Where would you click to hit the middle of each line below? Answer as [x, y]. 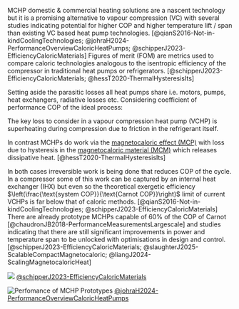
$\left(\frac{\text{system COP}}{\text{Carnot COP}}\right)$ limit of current [116, 194]
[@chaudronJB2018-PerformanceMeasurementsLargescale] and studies [114, 224]
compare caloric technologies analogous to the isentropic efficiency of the [117, 63]
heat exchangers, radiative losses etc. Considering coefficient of [102, 100]
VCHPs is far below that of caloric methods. [72, 201]
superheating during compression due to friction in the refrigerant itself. [113, 129]
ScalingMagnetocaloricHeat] [49, 262]
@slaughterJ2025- [171, 247]
